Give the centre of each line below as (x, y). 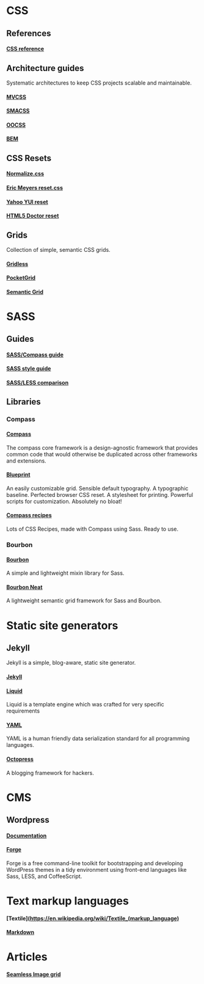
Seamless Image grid (34, 974)
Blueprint (18, 475)
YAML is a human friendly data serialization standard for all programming (98, 738)
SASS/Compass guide (35, 354)
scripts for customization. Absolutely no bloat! (64, 501)
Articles (27, 957)
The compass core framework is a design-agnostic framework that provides (102, 447)
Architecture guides (45, 68)
